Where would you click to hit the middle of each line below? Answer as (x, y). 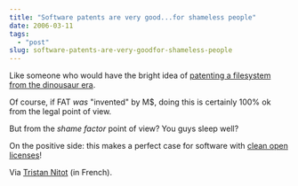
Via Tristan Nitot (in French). (61, 173)
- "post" (33, 42)
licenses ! (26, 155)
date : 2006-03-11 (41, 26)
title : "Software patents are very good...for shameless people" (133, 17)
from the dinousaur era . (52, 85)
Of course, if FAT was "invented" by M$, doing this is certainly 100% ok (140, 102)
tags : (19, 34)
